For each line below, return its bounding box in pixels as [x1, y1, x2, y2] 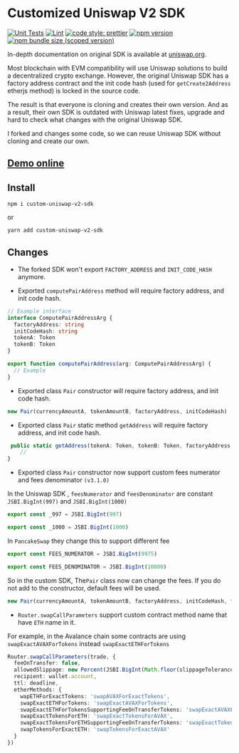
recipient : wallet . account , [14, 673, 97, 680]
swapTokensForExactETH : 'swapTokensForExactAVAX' [20, 726, 171, 733]
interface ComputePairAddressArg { [7, 314, 113, 321]
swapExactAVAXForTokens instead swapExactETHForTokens [7, 639, 169, 648]
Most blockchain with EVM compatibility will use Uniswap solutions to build [7, 63, 228, 72]
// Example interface [7, 308, 72, 315]
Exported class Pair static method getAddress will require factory [17, 420, 208, 429]
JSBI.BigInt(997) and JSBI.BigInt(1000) [7, 497, 127, 506]
